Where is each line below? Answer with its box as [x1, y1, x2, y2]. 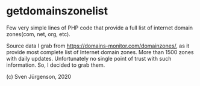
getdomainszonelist [6, 4, 108, 18]
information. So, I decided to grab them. [6, 61, 105, 69]
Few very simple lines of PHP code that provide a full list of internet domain [6, 24, 193, 31]
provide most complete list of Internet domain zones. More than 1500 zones [6, 48, 194, 55]
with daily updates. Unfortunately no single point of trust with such [6, 55, 172, 62]
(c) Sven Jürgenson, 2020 [6, 73, 71, 80]
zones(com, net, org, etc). [6, 30, 70, 37]
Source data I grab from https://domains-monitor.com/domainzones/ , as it [6, 42, 190, 49]
